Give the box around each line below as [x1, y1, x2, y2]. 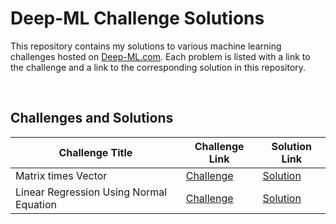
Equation [15, 197, 58, 211]
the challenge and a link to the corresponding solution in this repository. [10, 61, 307, 73]
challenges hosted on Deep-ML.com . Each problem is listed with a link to [10, 50, 311, 62]
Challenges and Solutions [10, 110, 174, 127]
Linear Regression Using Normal [15, 185, 168, 199]
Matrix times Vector [15, 168, 108, 182]
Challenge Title [58, 145, 133, 159]
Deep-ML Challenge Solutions [10, 7, 265, 30]
